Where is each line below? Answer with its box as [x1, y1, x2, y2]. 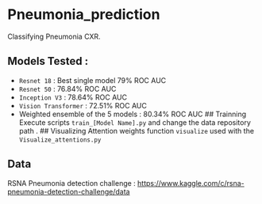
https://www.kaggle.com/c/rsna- [137, 178, 245, 187]
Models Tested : [7, 55, 89, 68]
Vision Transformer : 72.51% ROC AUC [18, 100, 148, 110]
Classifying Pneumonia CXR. [7, 32, 101, 41]
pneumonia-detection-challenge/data [7, 187, 130, 196]
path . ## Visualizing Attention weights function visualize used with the [18, 126, 255, 135]
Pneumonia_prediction [7, 6, 160, 24]
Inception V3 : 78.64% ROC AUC [18, 93, 128, 102]
